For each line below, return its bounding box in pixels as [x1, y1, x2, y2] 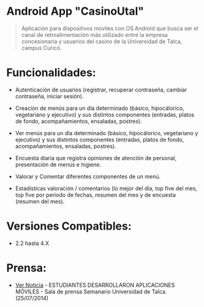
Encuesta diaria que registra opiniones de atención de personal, [15, 154, 176, 161]
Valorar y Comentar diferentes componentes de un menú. [15, 173, 161, 180]
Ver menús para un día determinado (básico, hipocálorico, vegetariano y [15, 129, 198, 136]
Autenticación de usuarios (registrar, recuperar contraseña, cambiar [15, 86, 187, 93]
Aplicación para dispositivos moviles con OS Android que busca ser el [21, 25, 198, 32]
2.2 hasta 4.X [15, 239, 49, 247]
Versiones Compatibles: [6, 219, 132, 233]
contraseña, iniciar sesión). [15, 92, 84, 99]
